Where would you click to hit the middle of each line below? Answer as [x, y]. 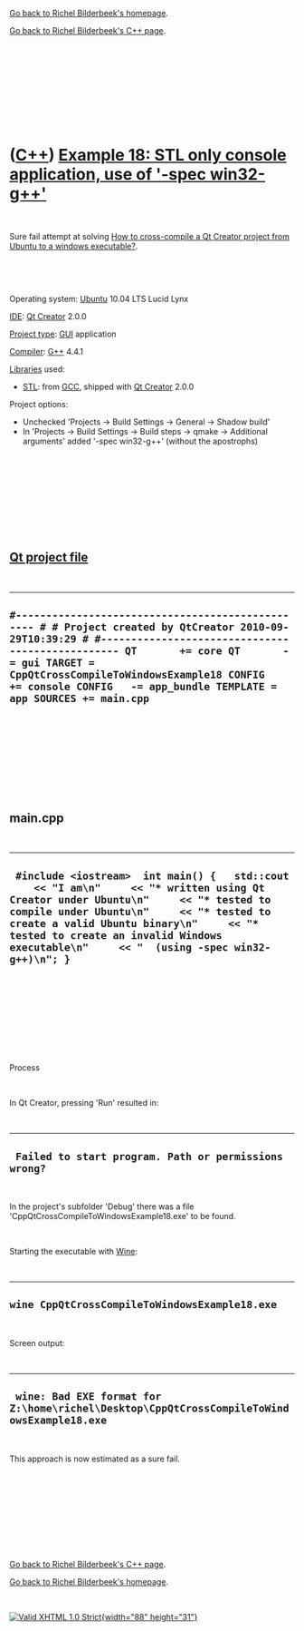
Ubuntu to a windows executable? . [74, 246]
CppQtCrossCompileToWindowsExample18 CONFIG [137, 675]
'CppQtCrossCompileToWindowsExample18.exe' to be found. [123, 1216]
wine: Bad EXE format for [88, 1397]
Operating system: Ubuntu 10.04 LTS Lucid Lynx [99, 298]
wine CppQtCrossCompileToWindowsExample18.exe [143, 1305]
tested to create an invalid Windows [116, 935]
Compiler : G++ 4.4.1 [47, 351]
